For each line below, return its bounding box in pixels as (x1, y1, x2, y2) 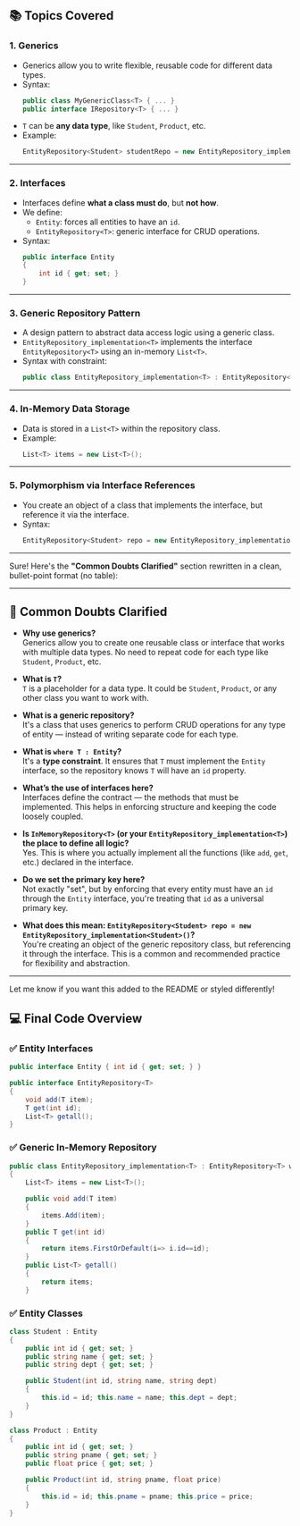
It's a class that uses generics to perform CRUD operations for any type (21, 720, 286, 730)
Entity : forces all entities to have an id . (35, 216, 180, 227)
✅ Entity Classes (9, 1307, 83, 1319)
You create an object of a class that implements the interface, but (21, 500, 263, 510)
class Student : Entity (9, 1327, 98, 1336)
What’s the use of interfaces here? (21, 782, 154, 794)
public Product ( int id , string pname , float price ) (25, 1475, 221, 1485)
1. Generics (9, 39, 59, 52)
